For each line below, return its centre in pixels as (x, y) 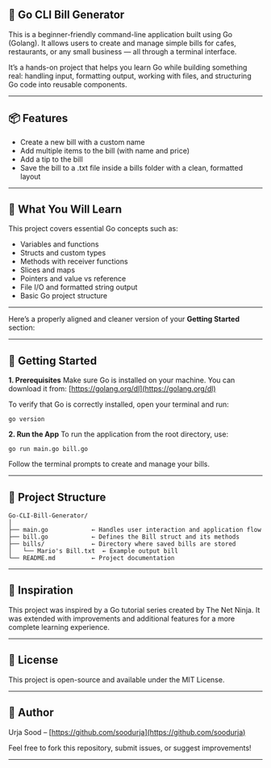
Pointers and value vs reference (73, 279)
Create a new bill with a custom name (82, 141)
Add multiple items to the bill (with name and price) (105, 150)
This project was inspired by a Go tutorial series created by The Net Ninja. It (134, 610)
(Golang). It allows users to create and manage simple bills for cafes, (122, 43)
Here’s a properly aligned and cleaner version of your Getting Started (124, 319)
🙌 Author (31, 713)
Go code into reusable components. (68, 84)
